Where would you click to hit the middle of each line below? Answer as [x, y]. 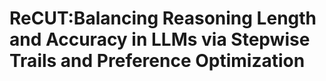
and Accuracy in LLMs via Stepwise [160, 39]
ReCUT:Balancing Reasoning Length [163, 18]
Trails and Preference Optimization [157, 61]
